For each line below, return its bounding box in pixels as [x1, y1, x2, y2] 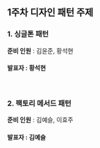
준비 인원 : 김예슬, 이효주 [7, 116, 74, 124]
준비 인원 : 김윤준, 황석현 [7, 46, 74, 54]
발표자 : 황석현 [7, 64, 47, 72]
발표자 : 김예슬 [7, 133, 47, 141]
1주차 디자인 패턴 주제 [7, 6, 94, 19]
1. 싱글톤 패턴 [7, 29, 49, 39]
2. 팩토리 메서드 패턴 [7, 98, 72, 108]
